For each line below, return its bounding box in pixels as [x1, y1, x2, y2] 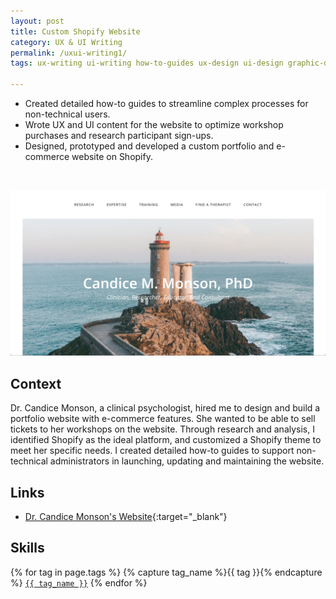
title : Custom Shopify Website [10, 26, 141, 37]
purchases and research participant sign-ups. [24, 130, 214, 141]
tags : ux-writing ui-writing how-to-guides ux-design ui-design [10, 58, 284, 69]
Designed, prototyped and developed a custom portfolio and [24, 140, 275, 152]
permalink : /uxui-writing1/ [10, 48, 128, 58]
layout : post [10, 16, 65, 26]
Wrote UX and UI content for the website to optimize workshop [24, 119, 284, 130]
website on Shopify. [71, 151, 153, 162]
